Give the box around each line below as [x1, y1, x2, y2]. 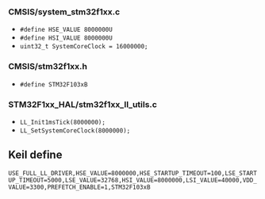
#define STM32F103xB [19, 80, 88, 89]
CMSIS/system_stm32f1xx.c [8, 6, 121, 17]
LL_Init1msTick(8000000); [19, 118, 106, 126]
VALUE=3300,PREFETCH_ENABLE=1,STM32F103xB [8, 183, 151, 191]
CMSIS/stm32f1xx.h [8, 61, 87, 72]
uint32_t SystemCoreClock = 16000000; [19, 43, 148, 51]
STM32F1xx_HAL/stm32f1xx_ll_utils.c [8, 98, 157, 109]
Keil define [8, 148, 63, 162]
